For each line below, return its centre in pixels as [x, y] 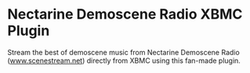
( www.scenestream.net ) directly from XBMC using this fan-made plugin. [124, 61]
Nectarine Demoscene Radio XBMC [125, 14]
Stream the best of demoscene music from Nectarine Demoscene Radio [123, 52]
